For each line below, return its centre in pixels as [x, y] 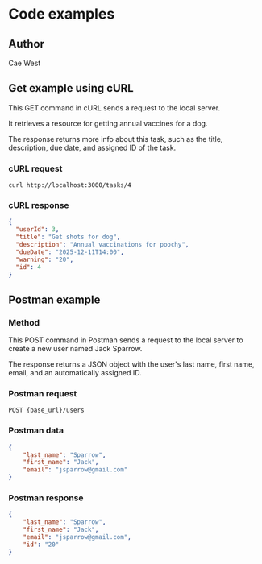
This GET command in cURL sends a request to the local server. [114, 108]
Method [24, 322]
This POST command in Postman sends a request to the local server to [126, 340]
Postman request [43, 394]
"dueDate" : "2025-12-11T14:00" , [70, 252]
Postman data [36, 430]
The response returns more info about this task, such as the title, [116, 139]
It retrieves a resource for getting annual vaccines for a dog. [108, 123]
